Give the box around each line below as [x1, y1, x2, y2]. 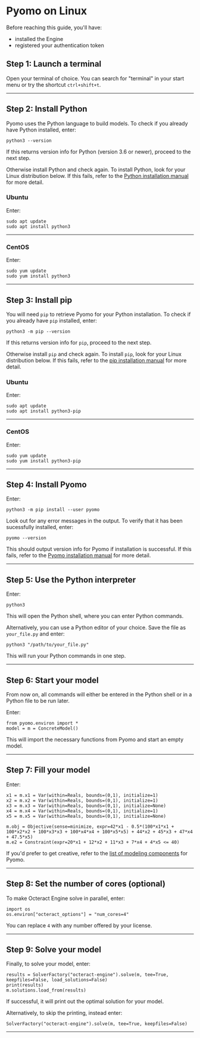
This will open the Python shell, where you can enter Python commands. [6, 612, 184, 620]
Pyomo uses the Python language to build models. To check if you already [6, 120, 189, 127]
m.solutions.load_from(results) [6, 987, 86, 993]
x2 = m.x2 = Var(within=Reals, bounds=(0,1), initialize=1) [6, 798, 159, 803]
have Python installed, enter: [6, 126, 76, 133]
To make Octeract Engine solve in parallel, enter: [6, 895, 125, 902]
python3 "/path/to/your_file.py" [6, 642, 89, 648]
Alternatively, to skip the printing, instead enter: [6, 1009, 123, 1017]
